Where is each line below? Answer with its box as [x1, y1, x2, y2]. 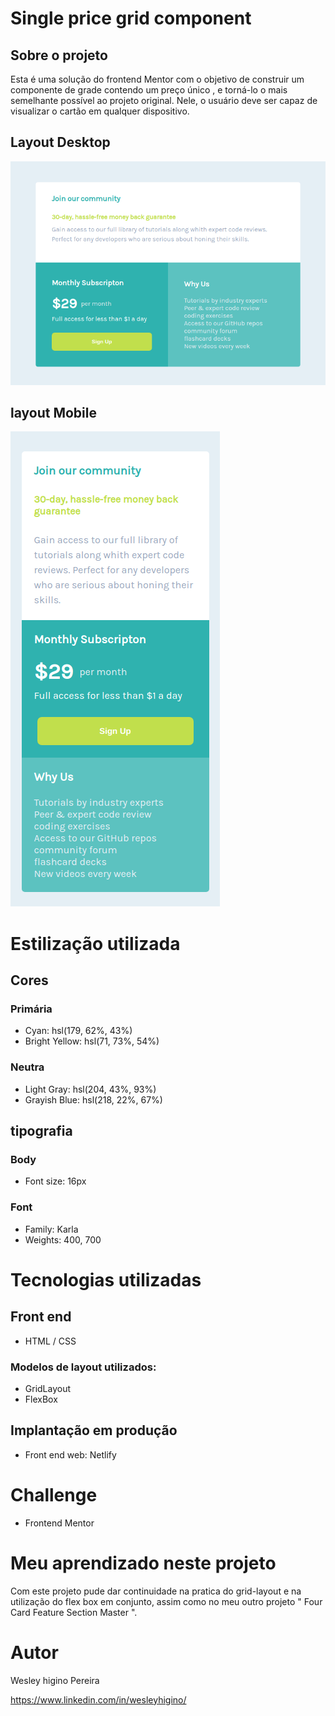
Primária [10, 1002, 53, 1016]
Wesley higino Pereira [10, 1674, 100, 1686]
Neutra [10, 1060, 45, 1074]
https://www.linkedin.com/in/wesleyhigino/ [10, 1693, 187, 1706]
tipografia [10, 1122, 73, 1139]
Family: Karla [24, 1223, 79, 1235]
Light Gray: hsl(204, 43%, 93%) [24, 1083, 157, 1095]
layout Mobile [10, 405, 97, 421]
